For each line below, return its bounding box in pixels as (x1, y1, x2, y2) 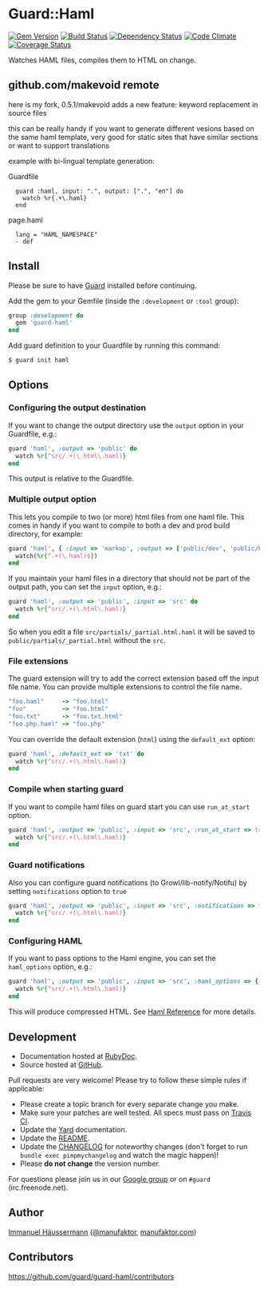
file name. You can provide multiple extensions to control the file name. (8, 682, 242, 692)
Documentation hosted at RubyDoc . (19, 1051, 137, 1060)
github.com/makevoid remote (8, 78, 160, 92)
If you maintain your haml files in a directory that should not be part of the (8, 573, 250, 584)
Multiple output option (8, 493, 97, 505)
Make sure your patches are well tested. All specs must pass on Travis (19, 1107, 252, 1117)
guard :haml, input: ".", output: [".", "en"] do (15, 187, 183, 195)
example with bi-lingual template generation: (8, 156, 156, 166)
